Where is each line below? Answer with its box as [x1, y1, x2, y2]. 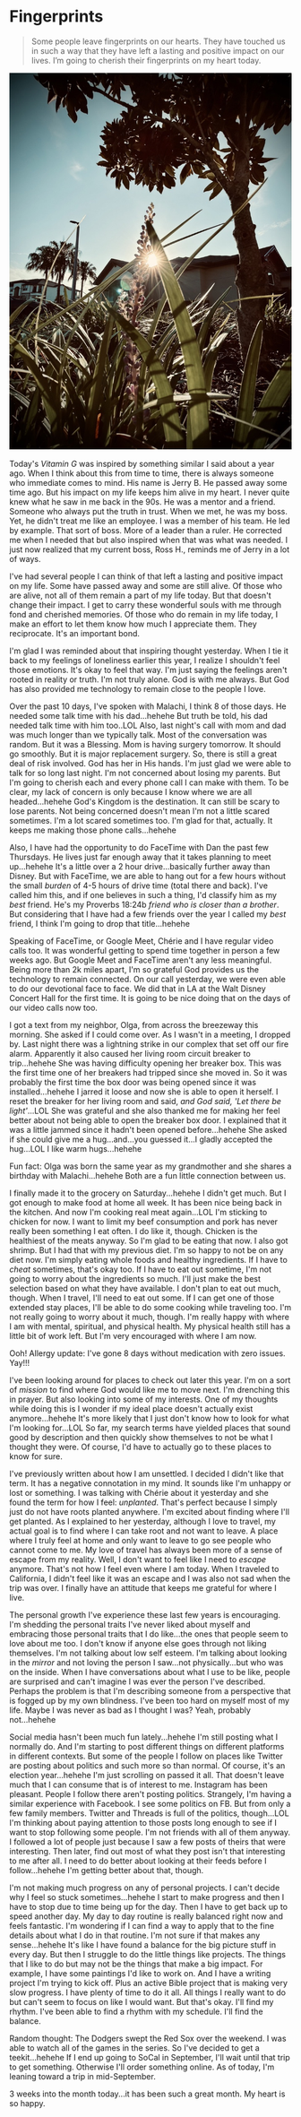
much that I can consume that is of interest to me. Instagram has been [9, 1779, 269, 1790]
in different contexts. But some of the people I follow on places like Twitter [9, 1750, 284, 1761]
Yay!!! [9, 1357, 30, 1368]
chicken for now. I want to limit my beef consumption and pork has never [9, 1216, 279, 1227]
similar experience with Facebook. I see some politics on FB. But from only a [9, 1798, 291, 1809]
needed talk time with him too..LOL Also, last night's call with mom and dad [9, 720, 287, 730]
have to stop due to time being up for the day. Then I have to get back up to [9, 1901, 288, 1912]
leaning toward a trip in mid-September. [9, 2070, 157, 2081]
